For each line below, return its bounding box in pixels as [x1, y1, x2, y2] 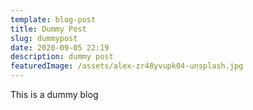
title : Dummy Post [10, 24, 87, 34]
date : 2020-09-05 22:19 [10, 42, 110, 53]
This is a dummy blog [10, 89, 99, 100]
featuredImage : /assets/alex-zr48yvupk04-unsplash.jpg [10, 61, 244, 71]
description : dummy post [10, 52, 114, 62]
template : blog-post [10, 14, 97, 25]
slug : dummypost [10, 33, 78, 43]
